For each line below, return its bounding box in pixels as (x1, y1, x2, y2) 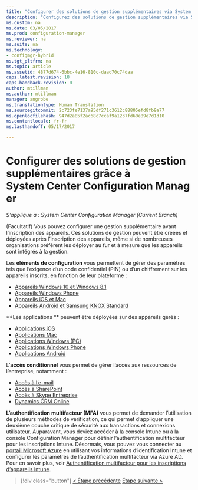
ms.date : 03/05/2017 (6, 25, 57, 31)
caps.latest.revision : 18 (6, 74, 70, 80)
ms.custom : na (6, 19, 41, 25)
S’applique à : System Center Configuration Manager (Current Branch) (6, 211, 178, 218)
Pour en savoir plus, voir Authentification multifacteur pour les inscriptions (6, 459, 187, 466)
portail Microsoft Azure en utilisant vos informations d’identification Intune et (6, 446, 192, 454)
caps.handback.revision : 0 (6, 80, 72, 86)
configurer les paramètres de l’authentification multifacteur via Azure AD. (6, 453, 184, 460)
